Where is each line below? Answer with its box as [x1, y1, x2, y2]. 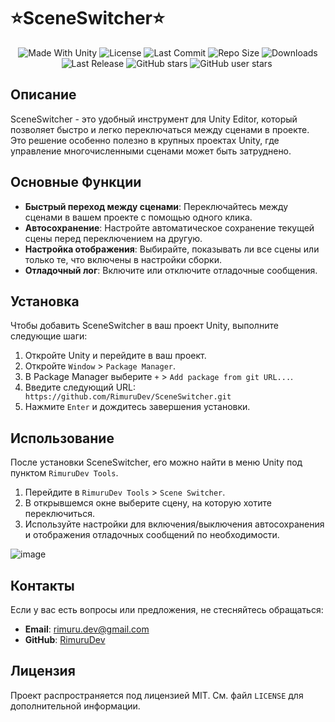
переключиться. [24, 508, 95, 520]
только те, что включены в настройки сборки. [24, 253, 222, 265]
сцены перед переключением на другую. [24, 232, 203, 244]
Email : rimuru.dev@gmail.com [24, 623, 150, 635]
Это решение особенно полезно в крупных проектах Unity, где [10, 134, 280, 146]
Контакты [10, 577, 75, 594]
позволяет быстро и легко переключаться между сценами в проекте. [10, 123, 310, 135]
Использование [10, 430, 115, 447]
